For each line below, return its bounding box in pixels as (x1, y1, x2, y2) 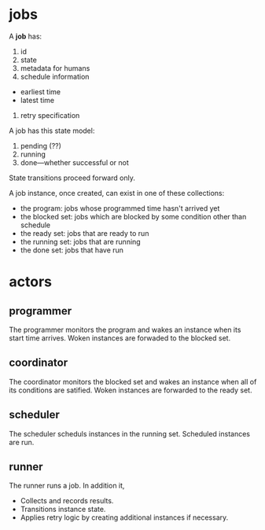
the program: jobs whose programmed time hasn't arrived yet (20, 203, 220, 213)
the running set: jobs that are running (20, 237, 141, 246)
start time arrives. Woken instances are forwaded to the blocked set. (9, 333, 231, 343)
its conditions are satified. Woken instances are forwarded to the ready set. (9, 385, 252, 395)
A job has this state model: (9, 126, 95, 135)
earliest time (20, 86, 61, 96)
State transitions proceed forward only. (9, 173, 136, 182)
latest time (20, 95, 54, 105)
